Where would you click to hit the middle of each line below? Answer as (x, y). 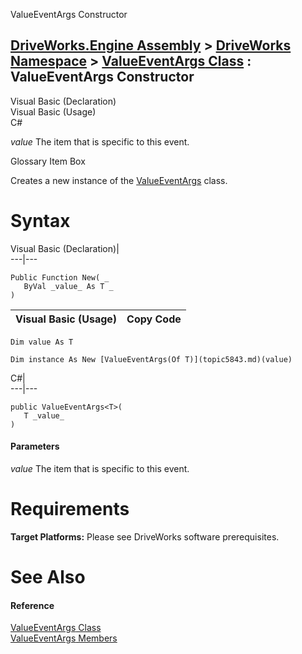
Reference (32, 605)
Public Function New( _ (60, 277)
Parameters (35, 446)
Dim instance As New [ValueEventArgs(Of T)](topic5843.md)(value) (151, 359)
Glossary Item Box (48, 161)
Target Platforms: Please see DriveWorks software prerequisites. (145, 536)
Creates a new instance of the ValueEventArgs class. (119, 180)
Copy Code (154, 319)
